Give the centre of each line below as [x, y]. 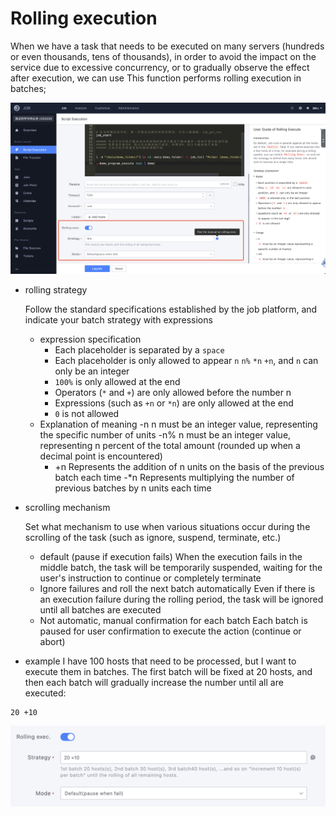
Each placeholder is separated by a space [139, 350]
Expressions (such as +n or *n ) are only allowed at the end [174, 403]
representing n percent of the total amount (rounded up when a [170, 446]
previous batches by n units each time [133, 488]
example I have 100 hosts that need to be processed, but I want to [160, 661]
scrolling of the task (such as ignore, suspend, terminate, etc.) [153, 538]
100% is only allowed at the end [117, 382]
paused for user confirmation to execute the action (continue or [170, 631]
